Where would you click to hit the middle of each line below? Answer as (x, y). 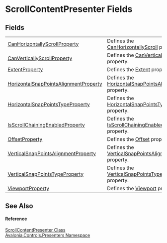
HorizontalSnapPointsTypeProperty (49, 104)
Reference (16, 219)
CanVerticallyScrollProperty (40, 58)
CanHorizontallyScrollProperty (43, 44)
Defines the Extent (129, 69)
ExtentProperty (25, 69)
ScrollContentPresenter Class (35, 230)
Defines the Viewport (132, 188)
